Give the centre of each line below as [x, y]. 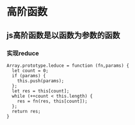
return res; [26, 111]
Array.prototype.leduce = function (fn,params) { [68, 65]
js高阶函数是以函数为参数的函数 [63, 35]
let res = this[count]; [40, 91]
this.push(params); [41, 81]
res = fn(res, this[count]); [52, 101]
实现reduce [23, 53]
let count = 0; [30, 70]
